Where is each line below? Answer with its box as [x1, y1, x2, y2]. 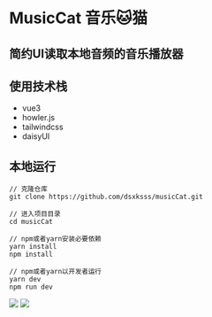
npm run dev [9, 282, 53, 292]
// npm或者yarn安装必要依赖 [9, 235, 102, 244]
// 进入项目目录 [9, 210, 61, 219]
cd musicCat [9, 218, 53, 227]
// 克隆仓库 [9, 185, 49, 194]
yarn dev [9, 275, 42, 284]
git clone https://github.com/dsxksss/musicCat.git [9, 192, 203, 202]
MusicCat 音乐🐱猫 [9, 8, 148, 28]
